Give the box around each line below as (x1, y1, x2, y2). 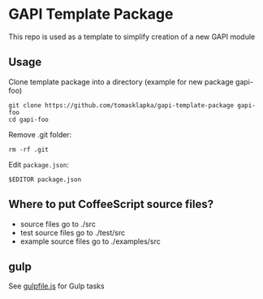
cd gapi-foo (8, 115, 49, 123)
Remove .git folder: (8, 129, 72, 139)
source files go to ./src (19, 219, 96, 228)
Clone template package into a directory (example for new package (8, 76, 234, 86)
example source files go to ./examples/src (19, 236, 161, 246)
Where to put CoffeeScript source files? (8, 197, 213, 211)
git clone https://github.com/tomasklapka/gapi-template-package (8, 101, 234, 110)
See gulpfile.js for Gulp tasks (8, 281, 105, 291)
